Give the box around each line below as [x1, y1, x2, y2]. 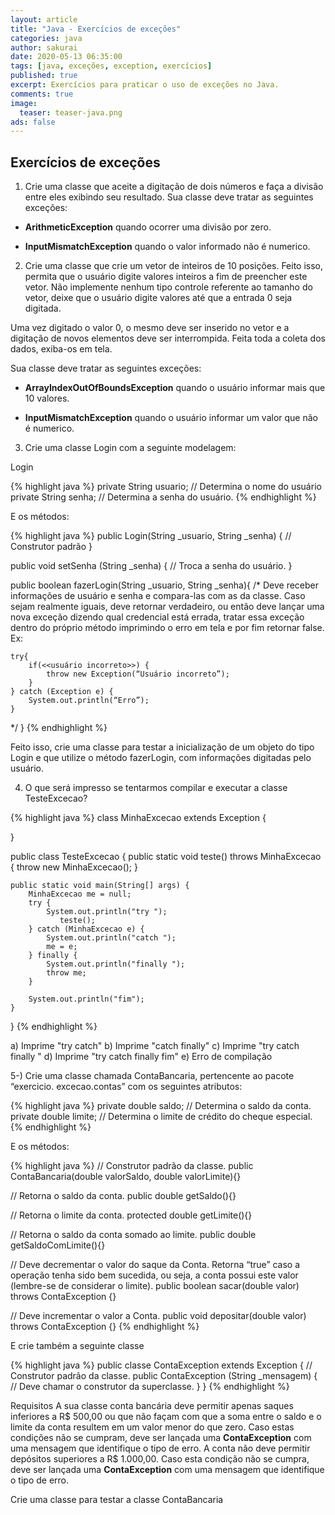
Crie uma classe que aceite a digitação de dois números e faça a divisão [24, 181, 324, 193]
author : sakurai [10, 42, 78, 53]
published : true [10, 71, 78, 81]
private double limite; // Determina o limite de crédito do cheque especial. [10, 1111, 313, 1123]
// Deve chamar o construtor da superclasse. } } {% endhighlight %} [10, 1381, 290, 1393]
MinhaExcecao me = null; [28, 889, 132, 900]
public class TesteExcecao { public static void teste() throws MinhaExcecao [10, 851, 322, 863]
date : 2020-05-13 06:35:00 [10, 52, 123, 62]
